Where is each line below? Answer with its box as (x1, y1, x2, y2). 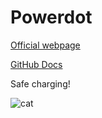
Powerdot (10, 6, 93, 29)
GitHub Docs (10, 58, 63, 70)
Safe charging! (10, 77, 71, 90)
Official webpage (10, 39, 81, 51)
